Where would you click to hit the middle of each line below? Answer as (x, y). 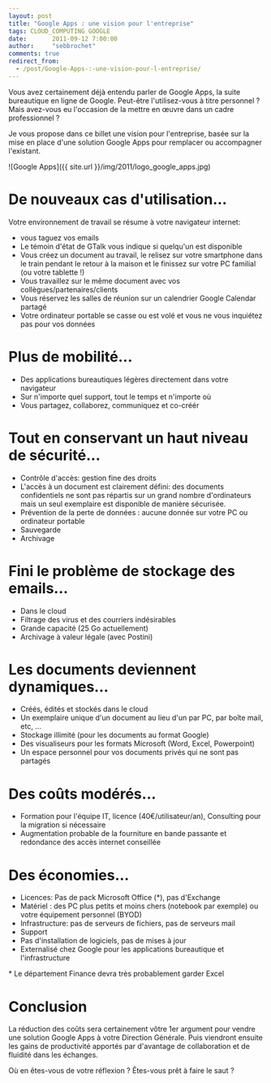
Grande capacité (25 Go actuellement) (84, 628)
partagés (35, 761)
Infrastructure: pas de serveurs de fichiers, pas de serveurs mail (127, 924)
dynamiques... (59, 687)
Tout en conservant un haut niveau (129, 438)
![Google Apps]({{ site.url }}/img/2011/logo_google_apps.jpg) (110, 167)
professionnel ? (34, 118)
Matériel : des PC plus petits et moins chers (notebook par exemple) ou (139, 906)
